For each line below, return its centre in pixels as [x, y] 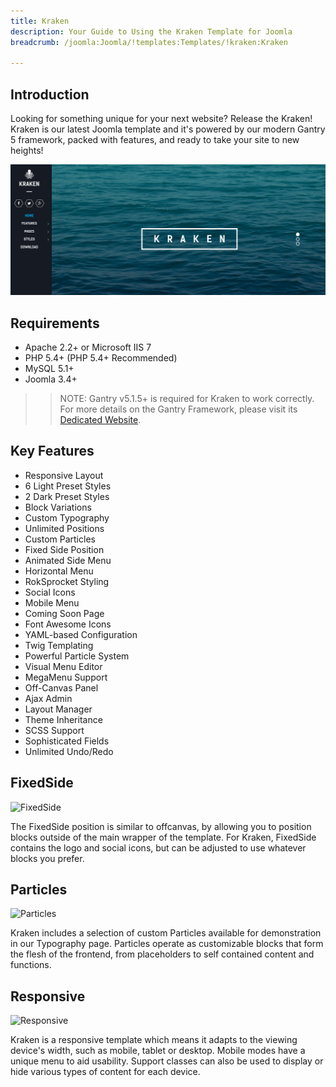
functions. [31, 965]
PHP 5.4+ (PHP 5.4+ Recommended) [101, 358]
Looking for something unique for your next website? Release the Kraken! [161, 119]
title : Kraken [40, 21]
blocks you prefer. [47, 858]
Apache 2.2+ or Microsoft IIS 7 [88, 347]
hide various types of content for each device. [105, 1072]
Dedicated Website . [100, 420]
